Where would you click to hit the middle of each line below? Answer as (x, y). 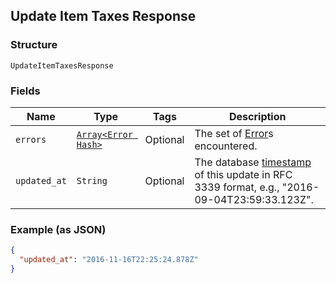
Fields (25, 91)
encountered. (226, 146)
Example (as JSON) (58, 229)
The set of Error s (234, 133)
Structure (34, 45)
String (92, 180)
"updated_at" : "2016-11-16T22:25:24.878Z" (109, 260)
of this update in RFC (243, 174)
